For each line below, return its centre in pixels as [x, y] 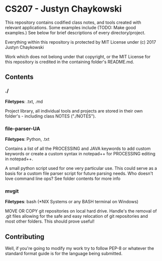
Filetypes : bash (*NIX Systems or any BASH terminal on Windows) [72, 202]
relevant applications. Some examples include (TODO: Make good [71, 27]
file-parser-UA [23, 129]
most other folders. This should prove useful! [50, 221]
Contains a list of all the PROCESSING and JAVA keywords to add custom [78, 148]
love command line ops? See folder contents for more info [63, 179]
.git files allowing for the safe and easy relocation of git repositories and [77, 216]
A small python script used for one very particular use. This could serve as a [81, 168]
